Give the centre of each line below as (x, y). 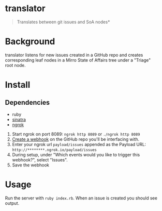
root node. (15, 65)
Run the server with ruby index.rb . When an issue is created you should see (81, 198)
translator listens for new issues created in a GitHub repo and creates (74, 55)
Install (18, 85)
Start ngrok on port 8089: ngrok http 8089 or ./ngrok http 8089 (76, 134)
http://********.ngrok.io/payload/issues (54, 150)
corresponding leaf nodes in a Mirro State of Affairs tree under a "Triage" (78, 60)
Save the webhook (30, 165)
